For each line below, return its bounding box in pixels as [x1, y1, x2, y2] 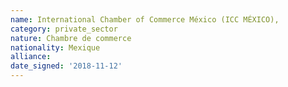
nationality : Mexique [10, 42, 101, 53]
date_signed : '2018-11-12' [10, 61, 123, 71]
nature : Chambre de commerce [10, 33, 132, 43]
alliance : [10, 52, 52, 62]
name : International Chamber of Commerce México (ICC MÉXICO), [10, 14, 280, 25]
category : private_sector [10, 24, 118, 34]
